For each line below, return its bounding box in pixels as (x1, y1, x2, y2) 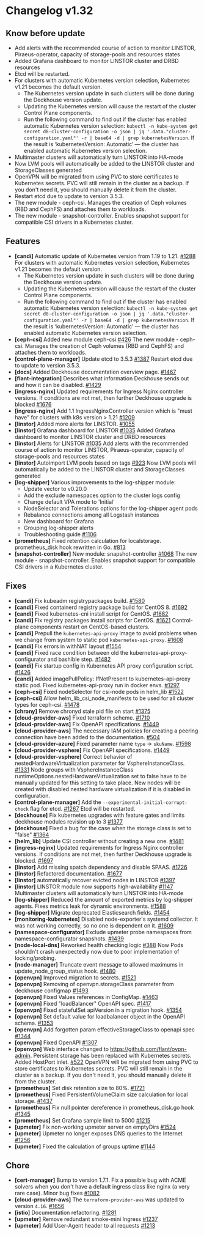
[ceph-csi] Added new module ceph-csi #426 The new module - (14, 336, 179, 343)
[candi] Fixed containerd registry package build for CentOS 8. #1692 (14, 603, 188, 611)
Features (5, 236, 40, 246)
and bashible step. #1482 (47, 655, 111, 663)
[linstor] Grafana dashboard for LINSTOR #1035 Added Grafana (14, 426, 175, 434)
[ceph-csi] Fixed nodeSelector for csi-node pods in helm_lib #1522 (14, 688, 184, 695)
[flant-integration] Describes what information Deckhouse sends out (14, 374, 189, 382)
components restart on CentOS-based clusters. (29, 623, 150, 630)
